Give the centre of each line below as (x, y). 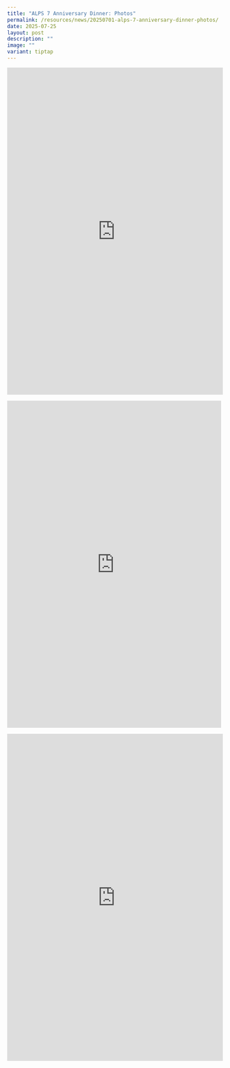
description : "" (30, 39)
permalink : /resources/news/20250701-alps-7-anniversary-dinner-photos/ (113, 20)
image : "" (21, 45)
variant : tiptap (30, 52)
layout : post (26, 33)
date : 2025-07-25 (32, 26)
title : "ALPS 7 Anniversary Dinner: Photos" (72, 13)
